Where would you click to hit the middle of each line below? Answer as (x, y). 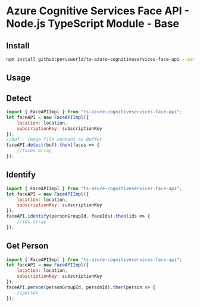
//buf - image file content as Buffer (54, 139)
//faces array (34, 151)
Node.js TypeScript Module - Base (93, 24)
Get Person (27, 246)
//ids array (32, 222)
